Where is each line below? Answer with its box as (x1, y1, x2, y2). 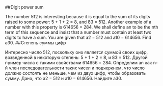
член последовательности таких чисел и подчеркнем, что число (9, 65, 145, 71)
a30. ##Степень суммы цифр (5, 40, 66, 46)
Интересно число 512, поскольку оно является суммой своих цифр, (5, 49, 148, 55)
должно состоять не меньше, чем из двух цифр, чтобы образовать (5, 70, 146, 76)
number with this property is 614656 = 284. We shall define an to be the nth (5, 24, 159, 30)
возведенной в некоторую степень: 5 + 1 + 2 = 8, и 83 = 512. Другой (5, 55, 148, 60)
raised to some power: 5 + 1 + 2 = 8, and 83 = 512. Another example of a (5, 19, 152, 25)
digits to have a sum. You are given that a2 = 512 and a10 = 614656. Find (5, 34, 151, 40)
